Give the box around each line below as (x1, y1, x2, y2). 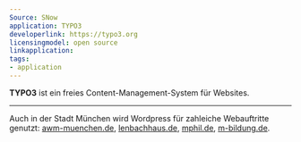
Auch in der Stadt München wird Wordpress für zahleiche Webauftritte (9, 113, 270, 123)
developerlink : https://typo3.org (9, 29, 139, 38)
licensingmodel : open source (9, 38, 118, 47)
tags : (9, 54, 30, 63)
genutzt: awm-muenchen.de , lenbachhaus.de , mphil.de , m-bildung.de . (9, 122, 271, 133)
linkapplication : (9, 46, 74, 55)
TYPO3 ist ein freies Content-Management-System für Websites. (9, 87, 250, 98)
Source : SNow (9, 13, 58, 22)
